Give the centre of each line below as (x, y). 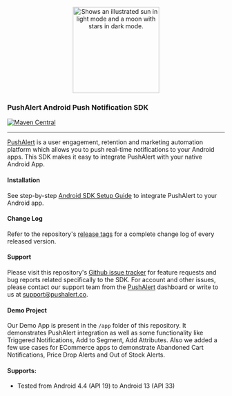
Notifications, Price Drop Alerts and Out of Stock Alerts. (86, 355)
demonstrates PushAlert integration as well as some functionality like (105, 333)
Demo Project (27, 310)
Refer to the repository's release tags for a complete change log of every (111, 234)
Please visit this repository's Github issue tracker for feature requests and (112, 272)
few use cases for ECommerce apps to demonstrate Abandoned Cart (105, 348)
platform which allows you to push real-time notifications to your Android (111, 150)
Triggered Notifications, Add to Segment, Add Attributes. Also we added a (112, 340)
